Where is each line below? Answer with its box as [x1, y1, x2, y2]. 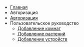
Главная [9, 4, 28, 10]
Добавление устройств [17, 36, 67, 42]
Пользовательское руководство [9, 20, 79, 26]
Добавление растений [17, 31, 66, 36]
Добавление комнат [17, 25, 61, 31]
